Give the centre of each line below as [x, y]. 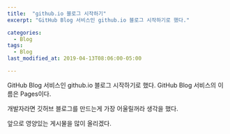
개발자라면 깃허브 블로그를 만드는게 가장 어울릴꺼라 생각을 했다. [93, 108]
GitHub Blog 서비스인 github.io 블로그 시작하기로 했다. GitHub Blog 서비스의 [112, 85]
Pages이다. [36, 94]
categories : [24, 33]
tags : [15, 46]
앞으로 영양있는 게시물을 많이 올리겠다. [59, 123]
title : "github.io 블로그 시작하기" [57, 14]
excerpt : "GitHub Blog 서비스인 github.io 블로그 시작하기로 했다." [99, 20]
